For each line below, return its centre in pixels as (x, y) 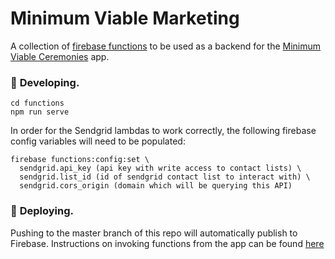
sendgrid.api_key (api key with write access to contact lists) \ (160, 168)
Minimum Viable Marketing (125, 18)
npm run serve (40, 112)
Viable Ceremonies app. (60, 56)
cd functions (37, 103)
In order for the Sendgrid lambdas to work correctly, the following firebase (163, 131)
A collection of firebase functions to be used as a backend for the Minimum (166, 46)
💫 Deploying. (42, 211)
